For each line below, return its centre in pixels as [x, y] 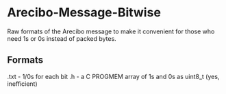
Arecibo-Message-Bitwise [84, 13]
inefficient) [22, 84]
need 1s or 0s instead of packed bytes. [62, 38]
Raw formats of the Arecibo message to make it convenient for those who [111, 31]
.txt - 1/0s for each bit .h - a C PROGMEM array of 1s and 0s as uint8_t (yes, [113, 76]
